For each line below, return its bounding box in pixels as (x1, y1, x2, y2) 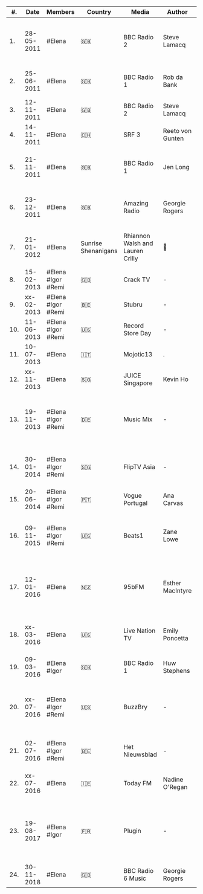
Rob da (163, 73, 183, 81)
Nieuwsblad (123, 750, 157, 759)
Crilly (123, 254, 138, 262)
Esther (163, 579, 182, 587)
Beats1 (123, 532, 144, 539)
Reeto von (163, 127, 192, 135)
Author (167, 8, 188, 16)
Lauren (123, 247, 144, 255)
